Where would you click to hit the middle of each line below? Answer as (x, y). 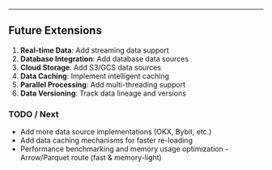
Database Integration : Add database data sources (104, 58)
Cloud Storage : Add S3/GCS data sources (91, 67)
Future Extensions (55, 30)
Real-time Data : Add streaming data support (95, 50)
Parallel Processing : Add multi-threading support (103, 84)
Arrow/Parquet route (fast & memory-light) (91, 158)
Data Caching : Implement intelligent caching (95, 76)
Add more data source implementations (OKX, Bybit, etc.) (116, 132)
